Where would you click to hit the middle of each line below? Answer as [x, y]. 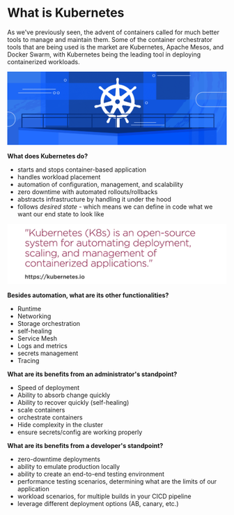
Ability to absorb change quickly [64, 395]
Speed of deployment [48, 388]
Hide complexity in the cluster [60, 425]
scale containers [41, 410]
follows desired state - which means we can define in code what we [115, 207]
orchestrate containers [50, 417]
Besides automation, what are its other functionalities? [88, 295]
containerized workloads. [44, 61]
